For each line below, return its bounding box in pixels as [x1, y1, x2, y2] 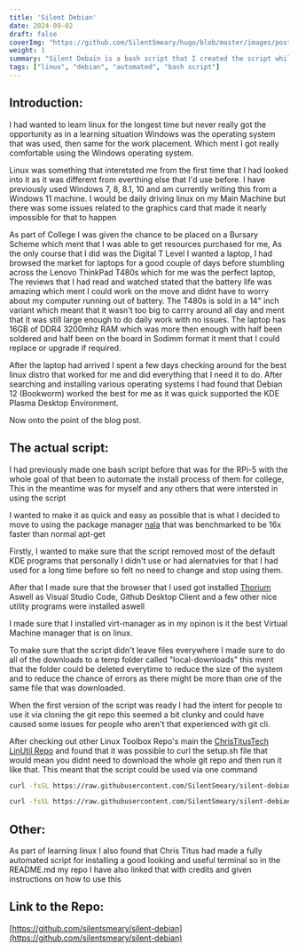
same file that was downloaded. [9, 682, 126, 693]
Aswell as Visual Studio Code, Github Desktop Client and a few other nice [9, 591, 278, 602]
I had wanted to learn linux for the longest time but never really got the [9, 119, 267, 130]
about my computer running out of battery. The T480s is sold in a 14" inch [9, 295, 279, 306]
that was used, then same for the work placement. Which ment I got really [9, 138, 279, 148]
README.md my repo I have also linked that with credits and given [9, 864, 252, 876]
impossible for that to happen [9, 212, 117, 222]
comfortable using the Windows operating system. [9, 148, 194, 158]
